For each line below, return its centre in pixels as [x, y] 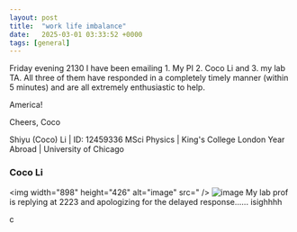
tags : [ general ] [40, 43]
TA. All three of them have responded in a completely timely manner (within [149, 78]
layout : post [34, 18]
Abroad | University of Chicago [67, 149]
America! [26, 105]
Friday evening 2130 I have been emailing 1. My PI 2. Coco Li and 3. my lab [148, 68]
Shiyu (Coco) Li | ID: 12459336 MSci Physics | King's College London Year [147, 139]
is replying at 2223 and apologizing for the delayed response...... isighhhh [146, 201]
